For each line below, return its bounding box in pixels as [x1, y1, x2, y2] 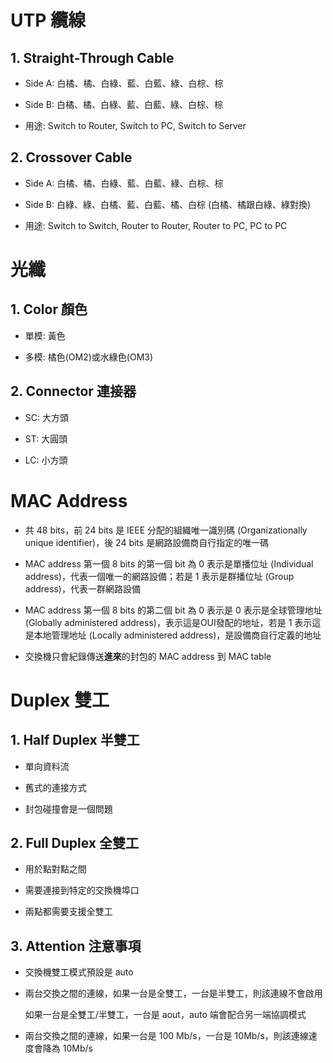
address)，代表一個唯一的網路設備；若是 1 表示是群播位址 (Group [24, 570, 295, 582]
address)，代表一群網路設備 [24, 582, 141, 595]
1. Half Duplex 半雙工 [10, 732, 140, 749]
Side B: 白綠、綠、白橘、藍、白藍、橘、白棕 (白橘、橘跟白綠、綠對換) [24, 198, 312, 210]
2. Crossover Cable [10, 149, 133, 166]
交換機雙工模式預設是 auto [24, 966, 134, 978]
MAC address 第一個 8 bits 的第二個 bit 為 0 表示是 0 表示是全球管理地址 [24, 604, 323, 616]
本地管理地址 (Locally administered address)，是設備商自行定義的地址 [33, 629, 322, 641]
